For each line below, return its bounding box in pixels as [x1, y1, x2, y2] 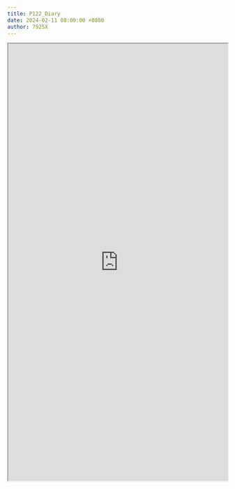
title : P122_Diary [7, 10, 61, 17]
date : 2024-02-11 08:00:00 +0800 [7, 17, 105, 24]
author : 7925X [7, 23, 49, 30]
